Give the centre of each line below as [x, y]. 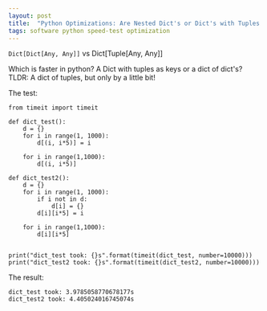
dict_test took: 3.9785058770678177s [71, 293]
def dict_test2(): [39, 178]
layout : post [30, 16]
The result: [26, 277]
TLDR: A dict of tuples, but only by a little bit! [82, 78]
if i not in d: [63, 199]
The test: [23, 93]
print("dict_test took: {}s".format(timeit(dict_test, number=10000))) [130, 256]
